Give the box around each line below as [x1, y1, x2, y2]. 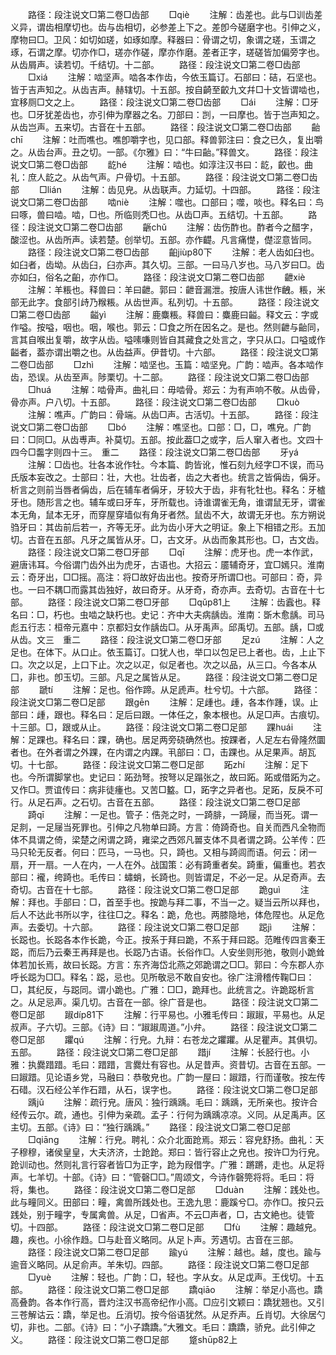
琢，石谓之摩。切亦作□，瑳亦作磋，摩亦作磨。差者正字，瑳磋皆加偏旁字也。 [10, 46, 325, 58]
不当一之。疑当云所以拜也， [210, 896, 325, 908]
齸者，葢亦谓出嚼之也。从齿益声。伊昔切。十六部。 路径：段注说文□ [10, 346, 310, 358]
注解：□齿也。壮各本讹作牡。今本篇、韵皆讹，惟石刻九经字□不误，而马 [27, 459, 325, 470]
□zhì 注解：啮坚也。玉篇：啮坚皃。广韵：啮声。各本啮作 [73, 359, 324, 370]
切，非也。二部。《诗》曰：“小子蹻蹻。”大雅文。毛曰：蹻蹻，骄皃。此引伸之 [10, 1321, 317, 1333]
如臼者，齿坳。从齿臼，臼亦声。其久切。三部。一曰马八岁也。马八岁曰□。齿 [10, 259, 325, 270]
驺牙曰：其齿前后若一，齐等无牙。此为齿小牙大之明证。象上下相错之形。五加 [10, 521, 326, 533]
